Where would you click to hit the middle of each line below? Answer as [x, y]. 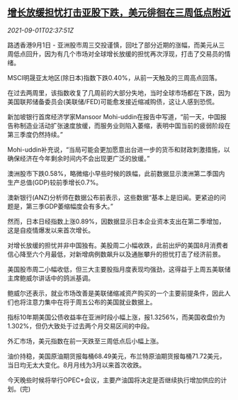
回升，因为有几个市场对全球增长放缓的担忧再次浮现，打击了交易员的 [125, 54]
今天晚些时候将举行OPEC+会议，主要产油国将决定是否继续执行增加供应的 [114, 380]
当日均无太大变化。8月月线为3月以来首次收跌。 [76, 365]
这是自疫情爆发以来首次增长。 [51, 230]
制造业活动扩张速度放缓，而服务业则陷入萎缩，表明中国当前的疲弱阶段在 [125, 126]
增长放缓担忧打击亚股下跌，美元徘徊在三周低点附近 [119, 13]
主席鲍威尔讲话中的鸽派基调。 [51, 278]
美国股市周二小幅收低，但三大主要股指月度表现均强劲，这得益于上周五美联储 [119, 269]
